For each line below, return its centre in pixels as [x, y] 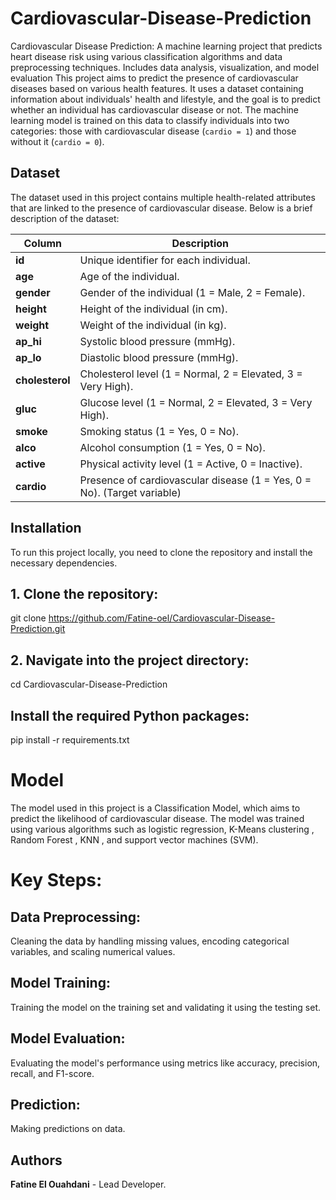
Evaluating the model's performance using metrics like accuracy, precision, [165, 1063]
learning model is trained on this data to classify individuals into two [150, 120]
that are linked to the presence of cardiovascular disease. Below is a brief [161, 208]
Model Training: [60, 983]
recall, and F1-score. [52, 1073]
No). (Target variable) [130, 492]
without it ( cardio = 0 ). [57, 141]
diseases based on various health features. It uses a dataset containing [157, 88]
